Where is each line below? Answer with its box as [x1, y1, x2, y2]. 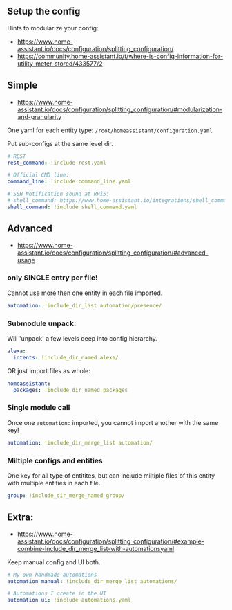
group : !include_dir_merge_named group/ [7, 492, 126, 499]
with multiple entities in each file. [7, 479, 101, 487]
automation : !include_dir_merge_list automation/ [7, 439, 153, 446]
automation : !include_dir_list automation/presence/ [7, 302, 162, 309]
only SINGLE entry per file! [7, 273, 98, 282]
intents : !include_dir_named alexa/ [13, 354, 119, 361]
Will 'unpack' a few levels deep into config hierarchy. [7, 334, 157, 343]
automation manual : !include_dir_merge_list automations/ [7, 577, 177, 584]
